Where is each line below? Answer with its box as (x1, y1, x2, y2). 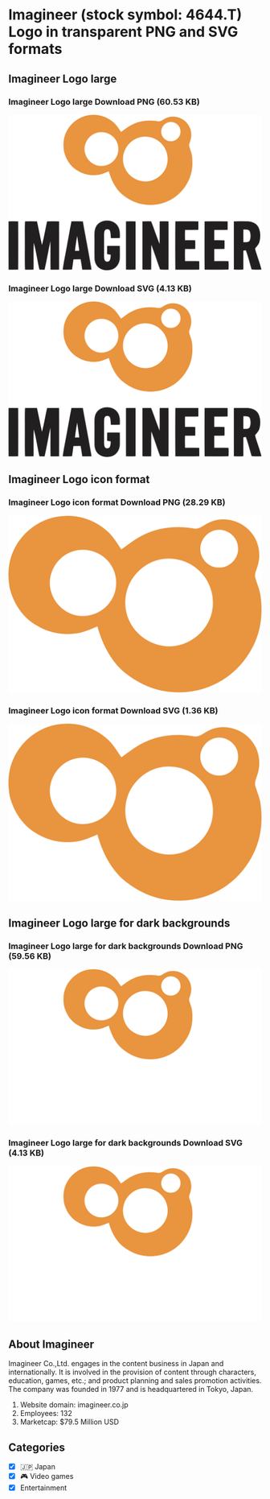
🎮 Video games (19, 1472, 74, 1481)
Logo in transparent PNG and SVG (8, 23, 239, 41)
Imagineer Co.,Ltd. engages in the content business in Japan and (8, 1359, 224, 1369)
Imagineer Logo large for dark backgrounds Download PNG (8, 940, 243, 952)
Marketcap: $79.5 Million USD (19, 1417, 119, 1427)
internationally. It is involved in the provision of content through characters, (8, 1367, 257, 1377)
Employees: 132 (19, 1409, 72, 1418)
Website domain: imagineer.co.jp (19, 1400, 129, 1410)
